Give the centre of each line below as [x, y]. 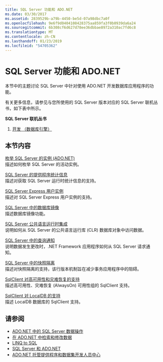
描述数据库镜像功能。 [26, 214]
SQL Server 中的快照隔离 [30, 263]
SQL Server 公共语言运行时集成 [36, 224]
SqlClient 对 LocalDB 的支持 [33, 296]
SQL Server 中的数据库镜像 [32, 208]
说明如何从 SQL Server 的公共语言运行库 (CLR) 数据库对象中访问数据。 [76, 230]
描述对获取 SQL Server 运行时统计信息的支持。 [52, 181]
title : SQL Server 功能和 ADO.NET [39, 9]
